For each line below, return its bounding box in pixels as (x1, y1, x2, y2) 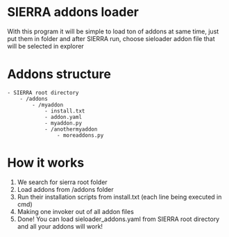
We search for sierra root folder (17, 178, 108, 186)
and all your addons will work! (17, 222, 103, 230)
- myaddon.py (44, 120, 82, 126)
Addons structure (7, 67, 111, 82)
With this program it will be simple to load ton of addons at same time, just (7, 27, 219, 35)
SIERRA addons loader (7, 4, 139, 20)
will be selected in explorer (7, 42, 85, 50)
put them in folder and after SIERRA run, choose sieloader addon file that (7, 34, 215, 42)
